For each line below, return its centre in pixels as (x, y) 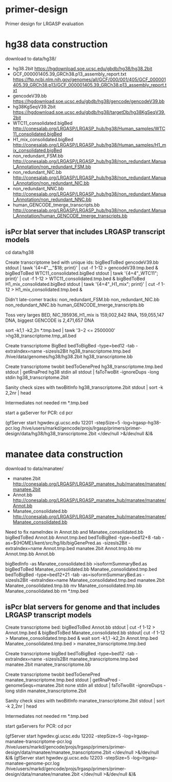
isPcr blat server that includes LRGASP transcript (85, 232)
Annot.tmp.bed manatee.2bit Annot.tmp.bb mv (92, 548)
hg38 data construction (57, 44)
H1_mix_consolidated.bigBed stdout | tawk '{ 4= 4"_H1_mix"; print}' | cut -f (83, 284)
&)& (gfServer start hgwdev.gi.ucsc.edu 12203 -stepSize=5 (68, 758)
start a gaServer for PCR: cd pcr (39, 413)
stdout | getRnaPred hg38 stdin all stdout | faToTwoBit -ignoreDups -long (82, 372)
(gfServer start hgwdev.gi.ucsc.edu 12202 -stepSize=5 (63, 736)
